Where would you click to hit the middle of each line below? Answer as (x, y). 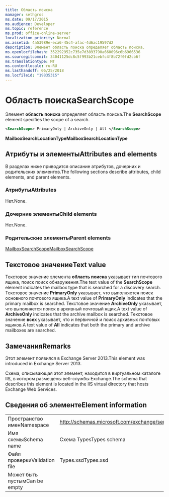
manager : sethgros (24, 15)
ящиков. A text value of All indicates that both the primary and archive (77, 325)
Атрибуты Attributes (31, 190)
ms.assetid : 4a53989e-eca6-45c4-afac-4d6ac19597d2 (59, 43)
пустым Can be (26, 481)
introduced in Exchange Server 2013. (44, 364)
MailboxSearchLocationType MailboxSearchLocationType (66, 138)
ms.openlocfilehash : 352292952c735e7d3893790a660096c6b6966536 (73, 52)
